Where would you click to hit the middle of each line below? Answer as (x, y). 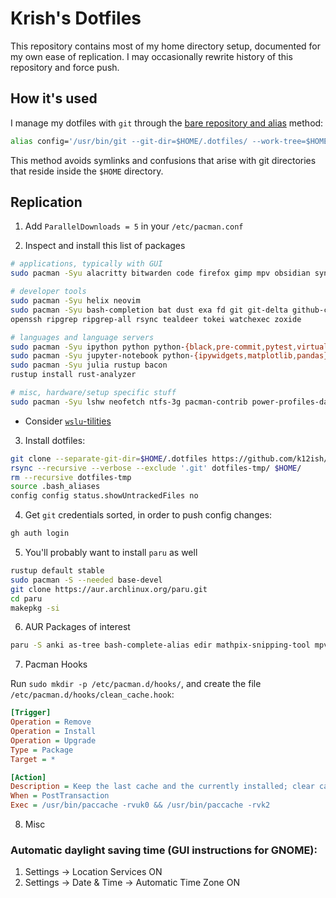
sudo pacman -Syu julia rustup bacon (89, 365)
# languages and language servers (82, 337)
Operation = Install (53, 732)
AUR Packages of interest (77, 627)
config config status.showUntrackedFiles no (104, 496)
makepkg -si (35, 608)
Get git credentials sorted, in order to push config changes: (148, 515)
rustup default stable (57, 571)
